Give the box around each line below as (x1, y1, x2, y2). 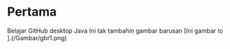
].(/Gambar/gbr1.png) (7, 33, 67, 42)
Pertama (7, 4, 57, 20)
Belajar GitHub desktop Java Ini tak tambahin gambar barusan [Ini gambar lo (7, 27, 223, 35)
